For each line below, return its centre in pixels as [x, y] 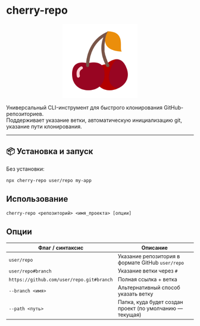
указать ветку [136, 294]
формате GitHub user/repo [151, 263]
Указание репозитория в [149, 256]
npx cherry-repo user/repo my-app [49, 180]
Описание [154, 247]
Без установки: [25, 169]
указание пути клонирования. [44, 126]
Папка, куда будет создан [151, 302]
